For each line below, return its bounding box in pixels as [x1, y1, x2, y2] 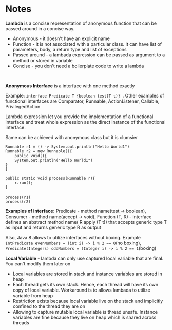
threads [12, 319, 29, 326]
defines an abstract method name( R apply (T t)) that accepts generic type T [5, 219, 167, 225]
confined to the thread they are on [12, 303, 86, 309]
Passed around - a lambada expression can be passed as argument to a [12, 52, 165, 58]
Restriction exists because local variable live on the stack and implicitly [12, 298, 163, 304]
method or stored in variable [12, 57, 73, 63]
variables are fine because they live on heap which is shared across [12, 314, 157, 320]
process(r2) [5, 199, 31, 204]
